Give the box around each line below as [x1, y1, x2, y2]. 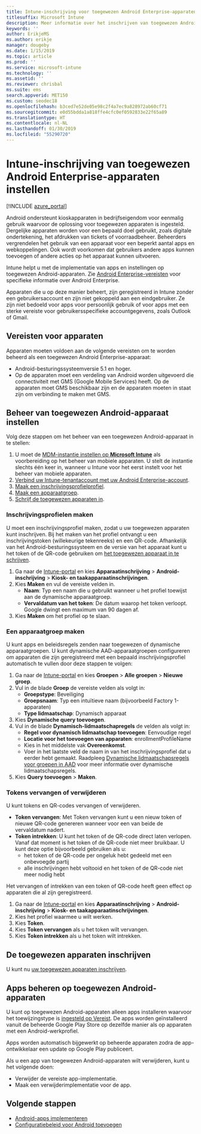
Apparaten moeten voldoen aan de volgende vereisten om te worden [6, 347, 176, 354]
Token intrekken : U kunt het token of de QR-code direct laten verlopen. [14, 833, 191, 840]
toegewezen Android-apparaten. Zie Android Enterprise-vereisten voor [6, 270, 181, 278]
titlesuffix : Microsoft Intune [6, 14, 84, 20]
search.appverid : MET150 [6, 92, 68, 98]
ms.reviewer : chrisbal [6, 82, 63, 88]
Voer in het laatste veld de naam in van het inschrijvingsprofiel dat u [23, 748, 191, 755]
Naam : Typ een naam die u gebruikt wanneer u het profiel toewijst [23, 587, 187, 594]
